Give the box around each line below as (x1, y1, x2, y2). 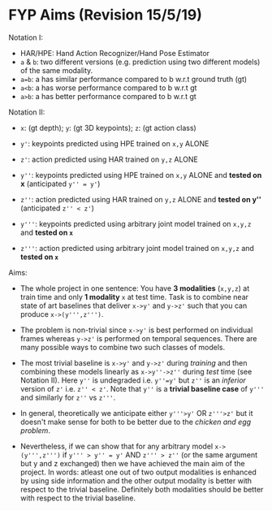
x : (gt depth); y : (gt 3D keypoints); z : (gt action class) (19, 123, 196, 132)
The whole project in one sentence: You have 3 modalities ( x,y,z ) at (19, 283, 250, 293)
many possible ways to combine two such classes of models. (19, 342, 226, 352)
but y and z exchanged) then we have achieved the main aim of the (19, 458, 245, 468)
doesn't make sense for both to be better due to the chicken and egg (19, 417, 252, 427)
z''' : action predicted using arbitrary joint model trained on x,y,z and (19, 243, 254, 253)
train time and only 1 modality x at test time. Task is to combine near (19, 292, 249, 301)
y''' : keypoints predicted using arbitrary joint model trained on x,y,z (19, 219, 252, 228)
